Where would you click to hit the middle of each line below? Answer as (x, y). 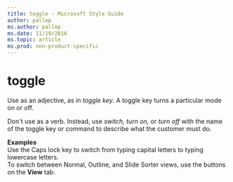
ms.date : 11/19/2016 (38, 33)
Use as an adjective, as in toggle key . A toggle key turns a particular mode (115, 100)
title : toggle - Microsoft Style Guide (66, 14)
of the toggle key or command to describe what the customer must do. (109, 128)
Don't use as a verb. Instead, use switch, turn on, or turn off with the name (115, 121)
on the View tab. (31, 171)
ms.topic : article (34, 40)
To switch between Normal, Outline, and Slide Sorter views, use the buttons (116, 164)
